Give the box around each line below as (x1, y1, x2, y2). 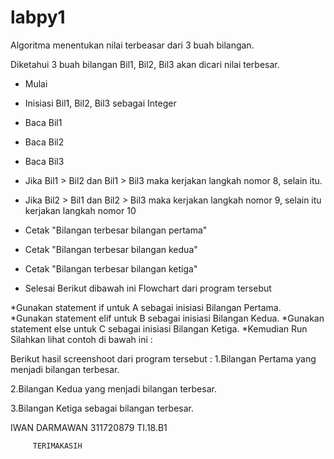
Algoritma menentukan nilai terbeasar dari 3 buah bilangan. (10, 39, 255, 51)
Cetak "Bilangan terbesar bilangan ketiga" (24, 262, 198, 275)
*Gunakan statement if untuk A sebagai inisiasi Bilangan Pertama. (10, 301, 282, 313)
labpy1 (10, 6, 66, 29)
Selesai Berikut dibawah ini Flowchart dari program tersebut (24, 282, 272, 294)
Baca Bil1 (24, 116, 63, 128)
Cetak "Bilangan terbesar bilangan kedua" (24, 243, 198, 255)
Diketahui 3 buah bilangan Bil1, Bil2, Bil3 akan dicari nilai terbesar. (10, 58, 280, 70)
